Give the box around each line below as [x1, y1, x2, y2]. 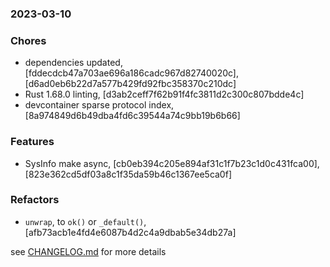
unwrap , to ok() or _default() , [24, 215, 147, 227]
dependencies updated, [24, 57, 123, 69]
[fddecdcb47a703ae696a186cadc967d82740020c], [24, 67, 239, 79]
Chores [10, 33, 47, 47]
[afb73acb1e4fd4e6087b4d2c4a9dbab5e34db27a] [24, 226, 237, 238]
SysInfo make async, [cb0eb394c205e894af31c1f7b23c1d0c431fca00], [24, 157, 320, 169]
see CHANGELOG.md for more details [10, 245, 167, 257]
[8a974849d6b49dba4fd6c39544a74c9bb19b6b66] [24, 110, 241, 122]
